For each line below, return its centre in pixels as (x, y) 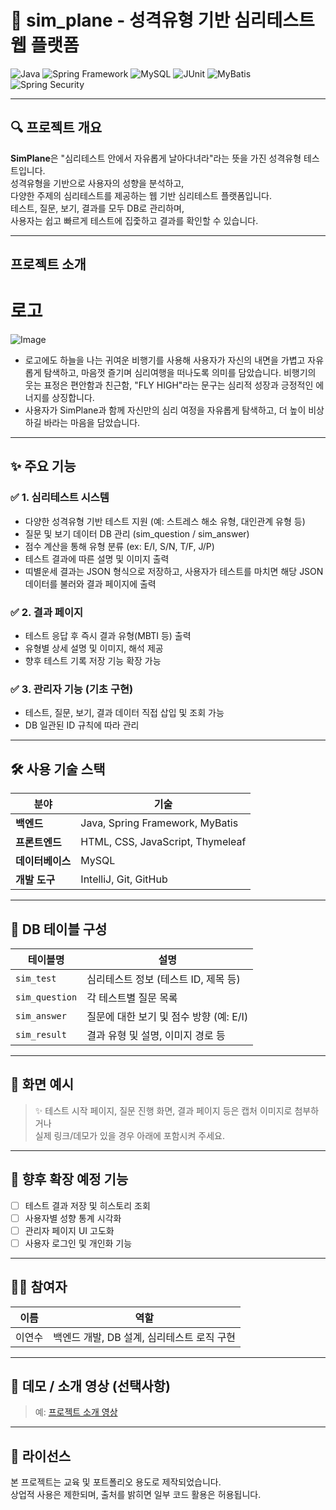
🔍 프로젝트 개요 (56, 127)
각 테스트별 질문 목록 (132, 998)
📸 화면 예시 (42, 1084)
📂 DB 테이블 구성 (59, 929)
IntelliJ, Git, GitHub (124, 879)
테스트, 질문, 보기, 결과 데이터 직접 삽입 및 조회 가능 (124, 713)
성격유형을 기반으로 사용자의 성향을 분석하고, (97, 183)
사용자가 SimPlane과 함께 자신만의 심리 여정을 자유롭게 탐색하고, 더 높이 (165, 410)
